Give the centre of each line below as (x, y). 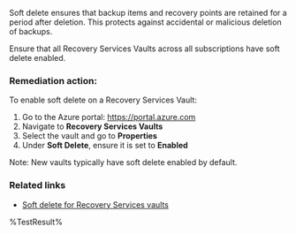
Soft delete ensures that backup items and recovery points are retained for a (148, 13)
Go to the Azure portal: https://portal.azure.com (109, 117)
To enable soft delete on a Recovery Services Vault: (103, 100)
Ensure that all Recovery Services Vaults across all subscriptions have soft (144, 49)
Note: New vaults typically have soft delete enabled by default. (123, 162)
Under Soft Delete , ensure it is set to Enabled (105, 146)
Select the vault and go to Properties (89, 136)
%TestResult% (36, 222)
